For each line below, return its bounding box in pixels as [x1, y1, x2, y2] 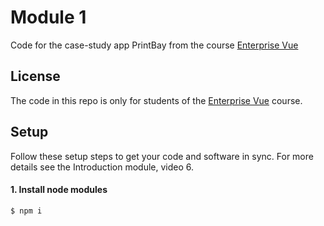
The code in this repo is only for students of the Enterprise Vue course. [10, 94, 303, 106]
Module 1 [10, 6, 87, 29]
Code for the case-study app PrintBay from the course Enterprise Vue [10, 39, 299, 51]
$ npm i [10, 206, 43, 216]
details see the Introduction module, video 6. [10, 161, 195, 173]
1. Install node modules [10, 184, 108, 196]
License [10, 68, 61, 85]
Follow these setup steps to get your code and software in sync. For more [10, 150, 314, 162]
